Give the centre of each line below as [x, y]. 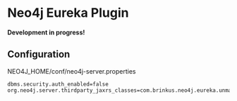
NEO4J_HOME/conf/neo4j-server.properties [72, 71]
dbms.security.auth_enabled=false [58, 84]
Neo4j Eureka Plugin [68, 13]
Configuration [39, 54]
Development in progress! [46, 32]
